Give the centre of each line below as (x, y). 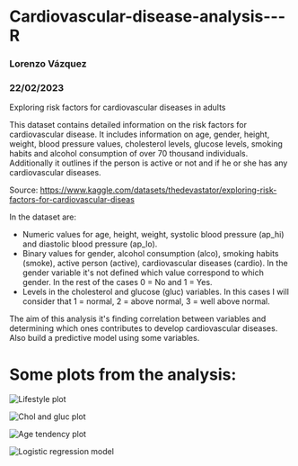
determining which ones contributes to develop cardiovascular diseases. (144, 328)
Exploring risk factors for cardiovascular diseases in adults (118, 108)
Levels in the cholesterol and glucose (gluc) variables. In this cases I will (156, 292)
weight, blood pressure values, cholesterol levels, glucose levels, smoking (146, 144)
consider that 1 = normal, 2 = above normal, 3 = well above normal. (146, 301)
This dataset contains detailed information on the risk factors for (128, 125)
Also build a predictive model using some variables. (105, 338)
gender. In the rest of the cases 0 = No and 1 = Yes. (117, 282)
